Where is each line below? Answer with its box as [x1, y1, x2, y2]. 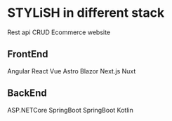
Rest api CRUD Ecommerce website [7, 28, 111, 36]
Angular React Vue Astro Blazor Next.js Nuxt [7, 66, 136, 75]
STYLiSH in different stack [7, 5, 165, 21]
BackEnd [7, 87, 47, 99]
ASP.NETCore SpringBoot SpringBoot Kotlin [7, 106, 133, 114]
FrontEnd [7, 48, 48, 60]
